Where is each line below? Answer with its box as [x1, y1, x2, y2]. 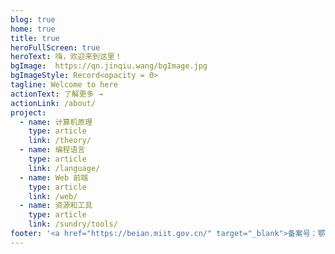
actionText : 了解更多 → [10, 89, 103, 99]
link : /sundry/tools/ [28, 219, 118, 230]
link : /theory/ [28, 136, 92, 146]
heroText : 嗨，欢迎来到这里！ [10, 52, 123, 62]
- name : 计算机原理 [19, 117, 93, 127]
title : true [10, 33, 60, 43]
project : [10, 107, 47, 118]
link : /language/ [28, 163, 101, 173]
